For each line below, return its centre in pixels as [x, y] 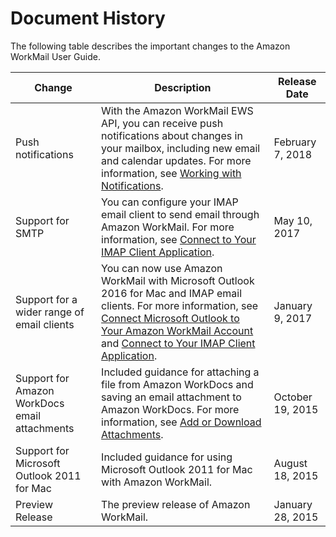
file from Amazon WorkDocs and [177, 384]
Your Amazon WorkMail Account [177, 330]
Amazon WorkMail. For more [168, 227]
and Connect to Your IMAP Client [178, 343]
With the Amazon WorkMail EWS [177, 110]
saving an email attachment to [171, 397]
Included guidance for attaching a [180, 372]
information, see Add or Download [181, 422]
